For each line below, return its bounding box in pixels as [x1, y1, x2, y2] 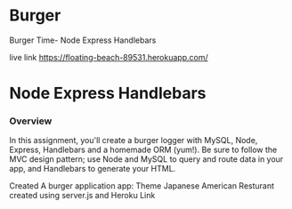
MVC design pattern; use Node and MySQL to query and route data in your [9, 154, 284, 165]
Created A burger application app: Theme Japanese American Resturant [9, 181, 274, 191]
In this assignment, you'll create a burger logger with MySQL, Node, [9, 135, 258, 146]
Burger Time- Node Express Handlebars [9, 35, 157, 45]
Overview [9, 115, 53, 127]
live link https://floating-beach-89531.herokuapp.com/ [9, 52, 208, 62]
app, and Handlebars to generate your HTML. [9, 164, 176, 174]
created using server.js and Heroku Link [9, 190, 156, 201]
